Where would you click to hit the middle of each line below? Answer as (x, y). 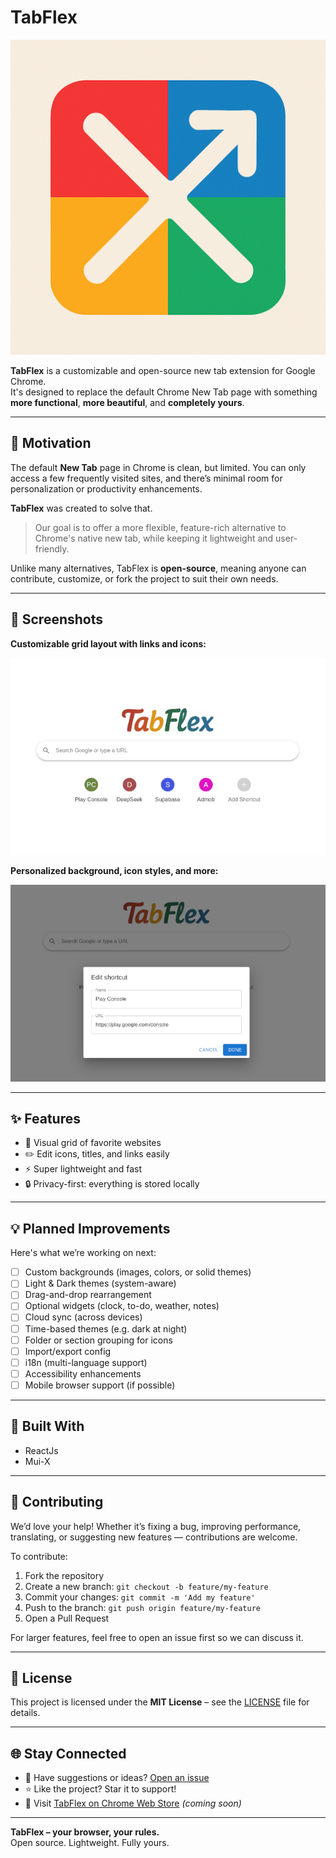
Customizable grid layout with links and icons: (108, 643)
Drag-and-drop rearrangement (88, 1295)
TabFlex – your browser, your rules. (85, 1832)
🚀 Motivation (51, 443)
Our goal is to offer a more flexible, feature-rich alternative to (160, 527)
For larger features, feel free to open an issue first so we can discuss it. (157, 1637)
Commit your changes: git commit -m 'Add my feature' (140, 1597)
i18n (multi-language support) (86, 1362)
